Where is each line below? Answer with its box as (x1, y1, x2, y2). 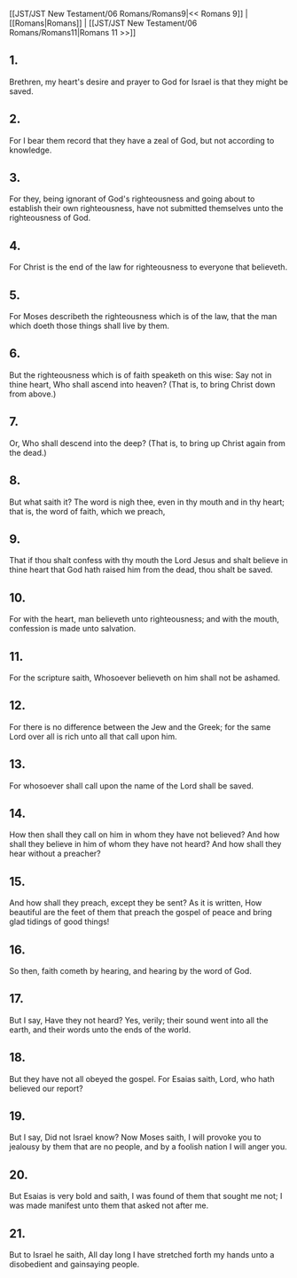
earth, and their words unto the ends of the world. (9, 1024, 191, 1035)
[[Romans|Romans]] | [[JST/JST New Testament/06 (9, 18, 198, 28)
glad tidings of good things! (9, 916, 110, 927)
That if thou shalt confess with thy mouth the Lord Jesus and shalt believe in (9, 555, 288, 566)
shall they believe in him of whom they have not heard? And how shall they (9, 839, 282, 850)
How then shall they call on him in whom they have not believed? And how (9, 829, 280, 840)
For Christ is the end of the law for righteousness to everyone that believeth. (9, 262, 288, 272)
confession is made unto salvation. (9, 623, 137, 634)
